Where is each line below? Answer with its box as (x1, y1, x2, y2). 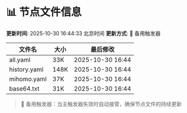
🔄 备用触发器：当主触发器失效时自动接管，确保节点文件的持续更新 (20, 100, 182, 107)
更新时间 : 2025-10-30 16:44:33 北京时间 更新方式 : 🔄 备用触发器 (6, 30, 161, 37)
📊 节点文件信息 (6, 5, 82, 19)
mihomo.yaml (9, 75, 47, 83)
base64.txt (9, 84, 40, 92)
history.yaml (9, 65, 43, 73)
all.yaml (9, 56, 31, 64)
